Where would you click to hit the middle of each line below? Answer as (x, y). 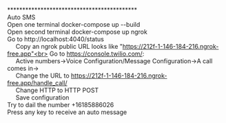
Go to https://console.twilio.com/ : (97, 54)
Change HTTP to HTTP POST (57, 90)
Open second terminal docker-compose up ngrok (78, 32)
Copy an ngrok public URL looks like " (69, 46)
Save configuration (42, 98)
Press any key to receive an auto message (67, 112)
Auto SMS (21, 17)
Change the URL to (43, 76)
